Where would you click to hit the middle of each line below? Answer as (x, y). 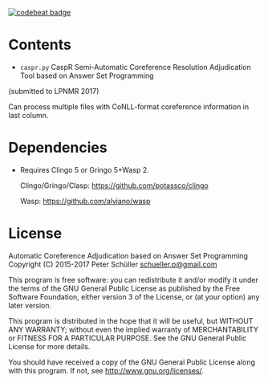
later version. (30, 305)
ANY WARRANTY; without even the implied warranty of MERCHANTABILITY (134, 329)
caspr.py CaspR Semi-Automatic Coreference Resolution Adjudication (135, 67)
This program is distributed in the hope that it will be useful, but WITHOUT (131, 320)
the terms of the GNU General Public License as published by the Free (124, 288)
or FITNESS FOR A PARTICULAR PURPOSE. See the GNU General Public (128, 338)
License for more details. (49, 346)
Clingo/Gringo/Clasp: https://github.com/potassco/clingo (114, 185)
